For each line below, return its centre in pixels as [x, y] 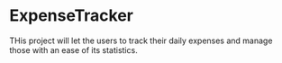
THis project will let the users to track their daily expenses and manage [141, 40]
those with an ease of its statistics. [73, 49]
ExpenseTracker [71, 16]
